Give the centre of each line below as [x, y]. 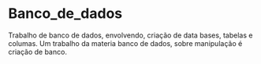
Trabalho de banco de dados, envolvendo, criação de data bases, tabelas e [130, 35]
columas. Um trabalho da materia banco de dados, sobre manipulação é [125, 43]
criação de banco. [37, 52]
